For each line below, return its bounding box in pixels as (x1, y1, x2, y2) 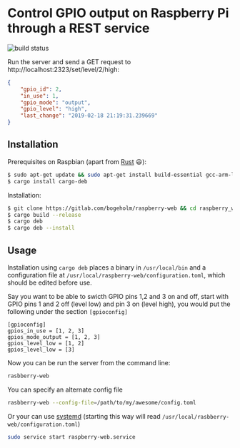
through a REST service (7, 20, 150, 36)
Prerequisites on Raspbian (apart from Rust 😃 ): (7, 157, 147, 166)
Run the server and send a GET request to (7, 57, 131, 66)
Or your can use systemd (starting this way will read (7, 412, 161, 420)
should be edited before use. (7, 278, 93, 287)
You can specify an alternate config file (7, 385, 123, 394)
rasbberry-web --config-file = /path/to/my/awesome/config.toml (7, 399, 196, 406)
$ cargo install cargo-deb (7, 178, 88, 185)
